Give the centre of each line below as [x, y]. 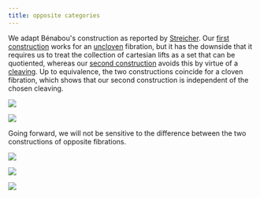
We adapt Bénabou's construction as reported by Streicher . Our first [119, 38]
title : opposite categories [54, 15]
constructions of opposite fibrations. [67, 141]
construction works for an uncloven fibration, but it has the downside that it [130, 46]
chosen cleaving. [36, 88]
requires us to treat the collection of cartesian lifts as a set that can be [122, 54]
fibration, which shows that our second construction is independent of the [128, 80]
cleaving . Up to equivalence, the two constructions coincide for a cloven [126, 71]
